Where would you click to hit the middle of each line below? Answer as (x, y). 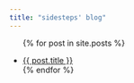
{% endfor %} (48, 70)
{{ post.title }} (48, 60)
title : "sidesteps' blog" (58, 17)
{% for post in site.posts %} (74, 43)
